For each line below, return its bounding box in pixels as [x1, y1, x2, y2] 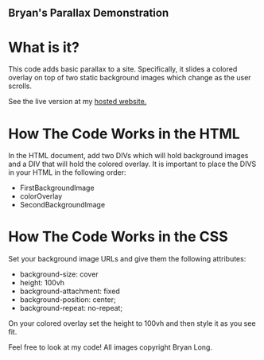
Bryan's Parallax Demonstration [8, 6, 169, 20]
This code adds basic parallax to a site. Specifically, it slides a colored [8, 64, 238, 74]
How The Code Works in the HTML [8, 125, 240, 142]
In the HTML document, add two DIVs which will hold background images [8, 151, 249, 161]
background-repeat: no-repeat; [19, 304, 123, 313]
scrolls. [8, 81, 33, 91]
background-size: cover [19, 269, 99, 279]
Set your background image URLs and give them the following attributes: [8, 254, 247, 264]
